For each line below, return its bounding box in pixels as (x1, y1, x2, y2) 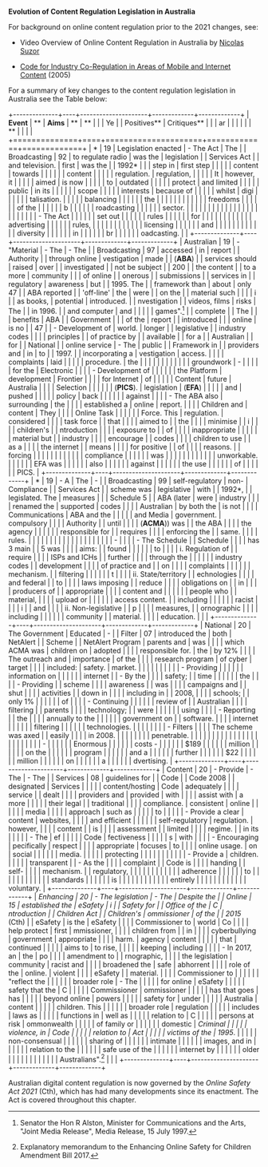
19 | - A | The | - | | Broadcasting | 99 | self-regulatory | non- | (45, 475, 249, 486)
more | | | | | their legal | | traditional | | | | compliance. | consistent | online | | (8, 798, 259, 808)
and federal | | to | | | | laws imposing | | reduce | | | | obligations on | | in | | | (8, 578, 258, 587)
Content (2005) (19, 70, 71, 79)
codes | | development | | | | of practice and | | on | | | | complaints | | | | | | (8, 561, 251, 570)
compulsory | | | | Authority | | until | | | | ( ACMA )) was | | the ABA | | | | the (8, 518, 252, 528)
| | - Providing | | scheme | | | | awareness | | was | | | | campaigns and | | (8, 679, 247, 689)
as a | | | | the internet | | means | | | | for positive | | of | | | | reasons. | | (8, 442, 241, 451)
